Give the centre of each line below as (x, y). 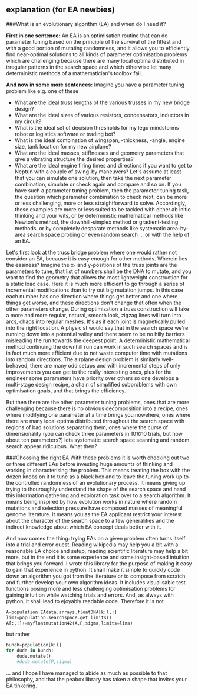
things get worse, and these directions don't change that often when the (94, 303)
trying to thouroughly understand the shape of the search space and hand (96, 489)
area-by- (178, 228)
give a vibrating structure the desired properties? (74, 159)
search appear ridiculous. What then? (52, 446)
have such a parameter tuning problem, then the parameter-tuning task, (102, 190)
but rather (18, 634)
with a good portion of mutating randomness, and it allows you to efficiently (98, 48)
